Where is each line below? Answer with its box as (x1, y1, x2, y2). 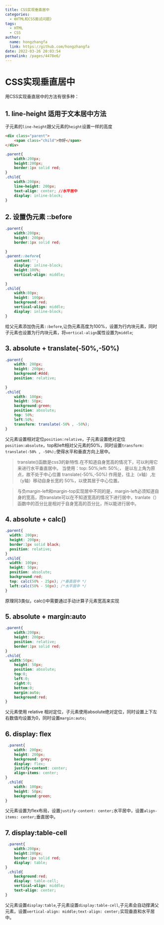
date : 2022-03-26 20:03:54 (5, 49, 61, 54)
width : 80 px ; (14, 290, 39, 295)
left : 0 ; (14, 676, 30, 681)
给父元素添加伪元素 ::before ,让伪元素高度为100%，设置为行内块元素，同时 (5, 323, 158, 329)
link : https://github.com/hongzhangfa (9, 44, 90, 49)
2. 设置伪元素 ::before (5, 213, 72, 221)
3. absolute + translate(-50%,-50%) (5, 344, 119, 352)
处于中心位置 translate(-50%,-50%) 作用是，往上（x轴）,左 (34, 471, 156, 477)
